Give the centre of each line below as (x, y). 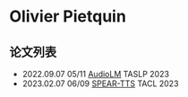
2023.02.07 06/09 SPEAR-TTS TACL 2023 (100, 84)
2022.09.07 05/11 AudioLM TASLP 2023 (96, 74)
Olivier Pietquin (68, 17)
